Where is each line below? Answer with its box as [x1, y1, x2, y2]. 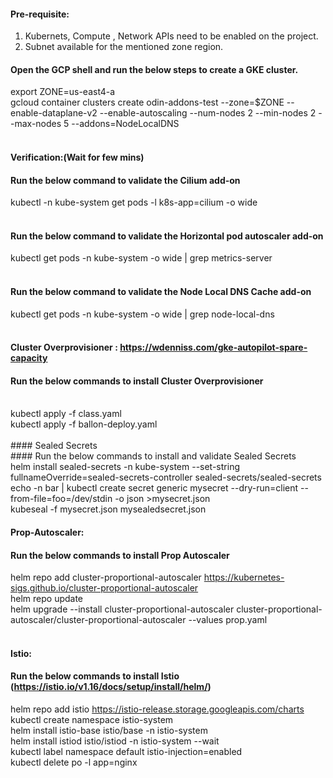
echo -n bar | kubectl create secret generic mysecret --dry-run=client [10, 482, 299, 494]
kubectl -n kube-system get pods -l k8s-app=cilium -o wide [10, 196, 258, 209]
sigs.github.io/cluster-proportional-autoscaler [10, 582, 199, 594]
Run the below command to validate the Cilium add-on [10, 174, 241, 186]
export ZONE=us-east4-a [10, 86, 116, 98]
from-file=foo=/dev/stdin [10, 493, 113, 505]
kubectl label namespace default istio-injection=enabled [10, 746, 243, 757]
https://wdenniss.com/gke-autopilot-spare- [119, 341, 308, 354]
